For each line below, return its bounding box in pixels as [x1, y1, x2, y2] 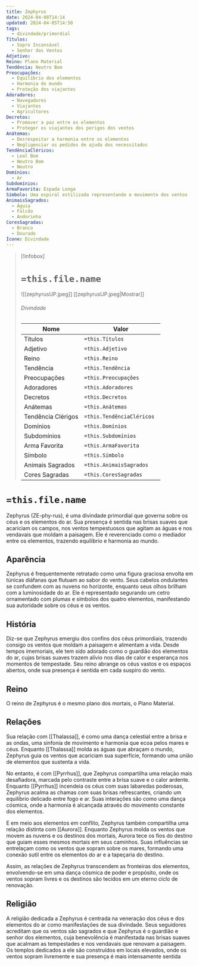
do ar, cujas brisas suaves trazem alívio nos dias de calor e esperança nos [6, 654, 189, 661]
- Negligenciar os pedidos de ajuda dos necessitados [11, 141, 148, 148]
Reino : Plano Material [6, 58, 63, 64]
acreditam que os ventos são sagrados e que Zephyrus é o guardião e [6, 927, 179, 934]
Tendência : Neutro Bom [6, 64, 63, 70]
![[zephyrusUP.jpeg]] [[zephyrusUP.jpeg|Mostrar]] [20, 290, 145, 298]
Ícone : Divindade [6, 236, 49, 242]
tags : [6, 25, 20, 32]
